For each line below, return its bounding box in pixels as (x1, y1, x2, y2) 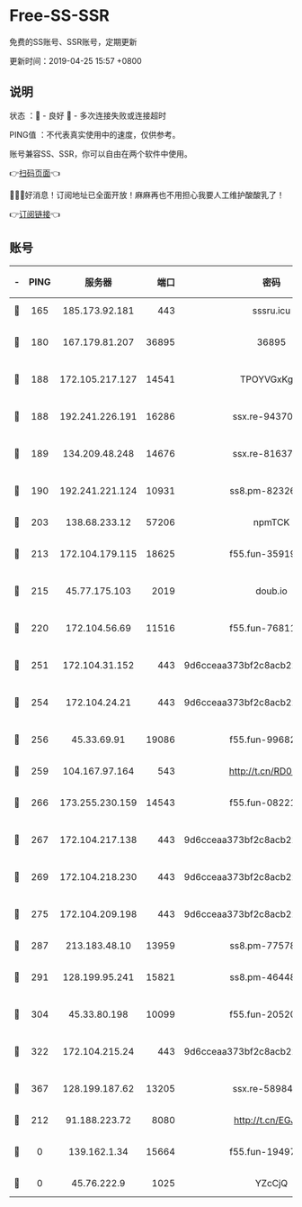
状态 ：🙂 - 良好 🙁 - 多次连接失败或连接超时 (9, 110, 166, 121)
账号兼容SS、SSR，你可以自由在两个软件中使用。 (9, 148, 192, 159)
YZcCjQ (254, 1176, 289, 1189)
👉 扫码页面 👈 (9, 168, 61, 178)
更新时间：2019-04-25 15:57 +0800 (9, 55, 142, 66)
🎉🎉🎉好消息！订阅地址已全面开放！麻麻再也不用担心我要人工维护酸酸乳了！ (9, 189, 285, 200)
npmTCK (253, 515, 290, 528)
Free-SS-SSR (9, 5, 110, 26)
